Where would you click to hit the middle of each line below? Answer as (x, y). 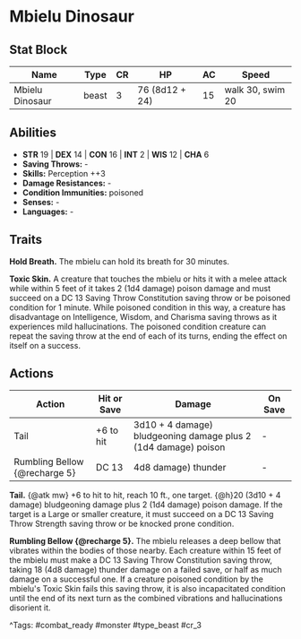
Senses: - (41, 202)
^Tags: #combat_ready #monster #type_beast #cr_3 (105, 626)
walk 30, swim (254, 90)
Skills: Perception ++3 (64, 173)
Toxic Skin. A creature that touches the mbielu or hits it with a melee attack (148, 279)
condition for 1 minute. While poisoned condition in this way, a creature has (148, 307)
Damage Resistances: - (67, 183)
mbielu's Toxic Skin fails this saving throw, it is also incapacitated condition (147, 589)
